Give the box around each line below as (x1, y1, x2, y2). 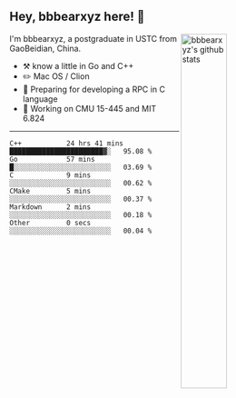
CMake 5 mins (9, 186, 92, 195)
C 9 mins (9, 170, 92, 180)
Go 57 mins (9, 154, 95, 164)
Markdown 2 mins (9, 202, 92, 212)
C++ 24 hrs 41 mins (9, 138, 124, 148)
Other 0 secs (9, 218, 92, 227)
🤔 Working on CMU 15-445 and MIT (22, 103, 157, 114)
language (22, 93, 58, 104)
